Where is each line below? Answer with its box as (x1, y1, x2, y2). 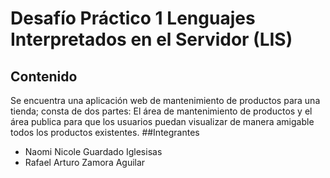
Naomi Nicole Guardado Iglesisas (24, 146, 163, 157)
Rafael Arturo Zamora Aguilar (24, 157, 146, 168)
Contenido (10, 68, 78, 85)
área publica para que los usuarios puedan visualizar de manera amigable (10, 116, 315, 127)
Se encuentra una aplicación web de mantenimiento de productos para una (10, 95, 321, 106)
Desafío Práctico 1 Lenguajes (10, 7, 256, 30)
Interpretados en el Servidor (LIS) (10, 28, 293, 51)
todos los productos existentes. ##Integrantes (10, 127, 200, 138)
